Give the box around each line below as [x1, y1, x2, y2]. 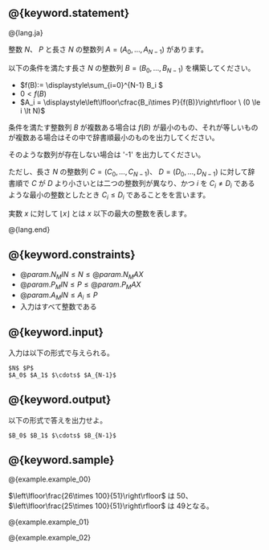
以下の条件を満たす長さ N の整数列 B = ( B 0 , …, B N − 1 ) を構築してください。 [8, 63, 255, 75]
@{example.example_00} [8, 474, 92, 484]
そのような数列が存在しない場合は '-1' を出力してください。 [8, 150, 206, 159]
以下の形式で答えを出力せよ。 [8, 415, 107, 425]
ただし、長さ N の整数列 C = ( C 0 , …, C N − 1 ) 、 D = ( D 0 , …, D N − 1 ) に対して [8, 167, 249, 179]
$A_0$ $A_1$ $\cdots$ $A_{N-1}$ [8, 370, 116, 379]
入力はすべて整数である [19, 302, 98, 311]
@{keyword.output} [8, 393, 112, 407]
